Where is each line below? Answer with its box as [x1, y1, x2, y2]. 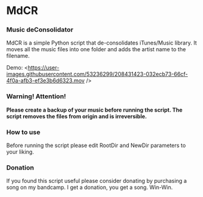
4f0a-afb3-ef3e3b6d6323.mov [6, 77, 85, 84]
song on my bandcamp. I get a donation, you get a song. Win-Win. [6, 184, 173, 191]
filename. [6, 52, 30, 60]
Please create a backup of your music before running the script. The [6, 106, 183, 113]
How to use [6, 127, 41, 136]
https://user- [27, 64, 60, 71]
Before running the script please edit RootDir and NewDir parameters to [6, 141, 186, 149]
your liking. [6, 148, 35, 156]
